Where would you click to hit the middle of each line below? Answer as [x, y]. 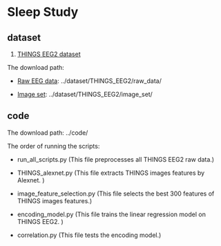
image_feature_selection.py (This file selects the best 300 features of [116, 193]
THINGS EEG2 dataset [49, 54]
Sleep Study [43, 12]
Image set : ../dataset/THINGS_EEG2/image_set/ [85, 94]
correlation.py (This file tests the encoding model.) [89, 235]
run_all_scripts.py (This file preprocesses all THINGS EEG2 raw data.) [116, 159]
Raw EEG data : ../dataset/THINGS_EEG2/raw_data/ [89, 81]
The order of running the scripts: [54, 146]
